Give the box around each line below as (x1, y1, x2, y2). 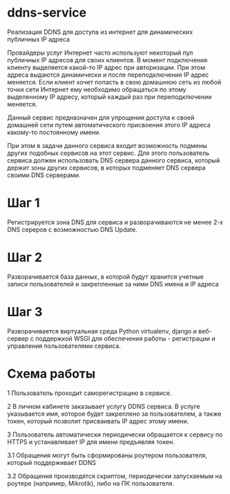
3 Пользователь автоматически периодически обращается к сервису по (7, 430, 223, 439)
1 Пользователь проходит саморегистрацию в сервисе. (7, 389, 172, 397)
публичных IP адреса (7, 35, 70, 43)
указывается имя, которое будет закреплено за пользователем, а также (7, 410, 222, 418)
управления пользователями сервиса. (7, 341, 121, 350)
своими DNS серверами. (7, 171, 81, 179)
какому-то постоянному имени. (7, 128, 102, 136)
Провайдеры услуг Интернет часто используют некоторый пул (7, 48, 193, 57)
